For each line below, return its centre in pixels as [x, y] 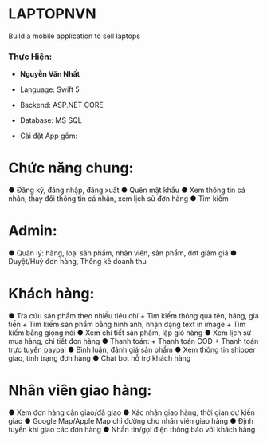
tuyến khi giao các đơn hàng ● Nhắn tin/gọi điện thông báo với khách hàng [132, 429]
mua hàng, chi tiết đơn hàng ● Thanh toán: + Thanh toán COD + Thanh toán [133, 341]
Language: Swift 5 [49, 89]
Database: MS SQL [51, 120]
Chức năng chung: [71, 168]
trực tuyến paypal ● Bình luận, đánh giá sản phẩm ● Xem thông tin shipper [132, 350]
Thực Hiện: [30, 57]
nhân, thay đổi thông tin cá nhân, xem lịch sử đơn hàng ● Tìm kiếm [118, 199]
